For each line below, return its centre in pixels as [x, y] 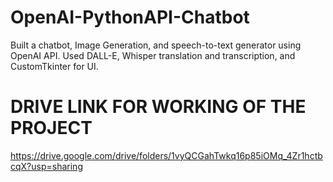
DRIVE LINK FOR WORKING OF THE [158, 107]
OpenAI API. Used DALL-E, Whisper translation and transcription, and [153, 55]
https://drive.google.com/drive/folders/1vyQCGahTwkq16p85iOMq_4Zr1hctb [166, 155]
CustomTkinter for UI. [54, 66]
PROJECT [51, 128]
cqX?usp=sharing [46, 166]
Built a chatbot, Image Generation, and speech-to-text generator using [156, 45]
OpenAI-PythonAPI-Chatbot [130, 17]
